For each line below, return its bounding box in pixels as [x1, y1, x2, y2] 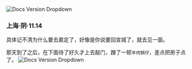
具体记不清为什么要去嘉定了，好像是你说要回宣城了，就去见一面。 [6, 36, 168, 43]
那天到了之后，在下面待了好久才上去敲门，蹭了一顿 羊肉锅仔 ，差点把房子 [6, 49, 181, 56]
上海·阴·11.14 [6, 21, 43, 30]
